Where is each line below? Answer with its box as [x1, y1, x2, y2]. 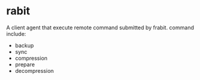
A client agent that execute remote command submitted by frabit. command [6, 24, 195, 31]
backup [14, 42, 34, 49]
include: [6, 30, 27, 37]
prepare [14, 61, 35, 68]
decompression [14, 67, 54, 74]
